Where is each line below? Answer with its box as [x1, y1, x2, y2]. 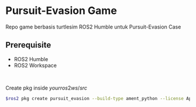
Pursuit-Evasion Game [5, 4, 118, 17]
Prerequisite [5, 40, 51, 50]
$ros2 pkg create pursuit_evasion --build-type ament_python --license [5, 95, 184, 101]
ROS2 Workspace [13, 62, 57, 69]
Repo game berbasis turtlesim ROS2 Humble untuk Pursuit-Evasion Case [5, 23, 181, 30]
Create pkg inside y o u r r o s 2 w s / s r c [5, 84, 88, 91]
